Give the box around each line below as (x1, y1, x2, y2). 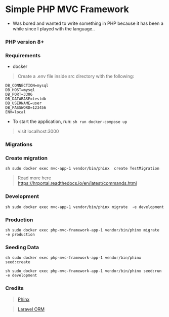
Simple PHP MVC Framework (5, 4, 129, 15)
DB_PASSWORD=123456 (5, 105, 47, 110)
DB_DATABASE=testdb (5, 96, 47, 102)
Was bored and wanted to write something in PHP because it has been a (12, 20, 163, 26)
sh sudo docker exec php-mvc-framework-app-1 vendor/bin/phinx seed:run (5, 268, 162, 274)
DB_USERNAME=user (5, 101, 42, 106)
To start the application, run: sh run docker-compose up (12, 118, 128, 125)
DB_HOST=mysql (5, 88, 35, 93)
